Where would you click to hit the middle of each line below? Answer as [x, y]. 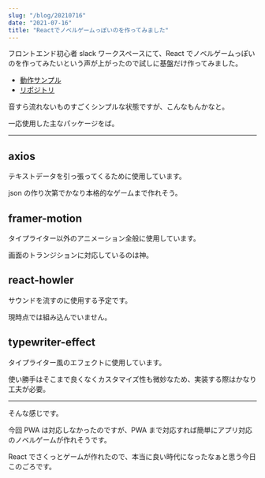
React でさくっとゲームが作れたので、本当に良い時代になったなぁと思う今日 [132, 456]
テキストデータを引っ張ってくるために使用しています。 [97, 176]
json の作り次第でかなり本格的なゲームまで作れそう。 [95, 193]
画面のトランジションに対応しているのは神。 [81, 255]
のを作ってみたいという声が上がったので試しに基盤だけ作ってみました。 [125, 63]
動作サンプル [40, 80]
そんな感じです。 [35, 413]
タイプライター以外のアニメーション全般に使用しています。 [105, 238]
